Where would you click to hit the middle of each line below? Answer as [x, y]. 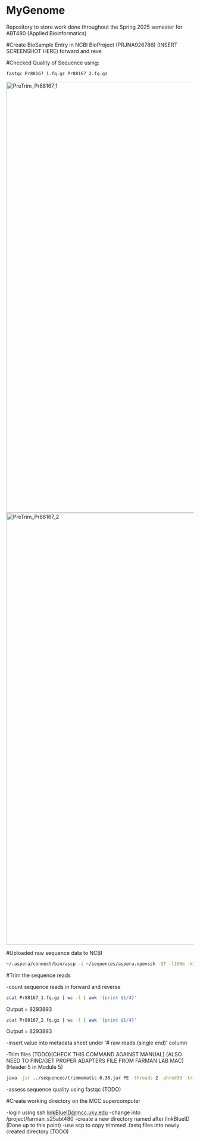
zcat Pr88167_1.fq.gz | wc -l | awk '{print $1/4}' [71, 998]
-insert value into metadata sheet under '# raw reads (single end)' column [97, 1043]
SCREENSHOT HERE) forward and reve [54, 51]
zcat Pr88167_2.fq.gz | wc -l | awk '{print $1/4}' [71, 1020]
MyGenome [36, 10]
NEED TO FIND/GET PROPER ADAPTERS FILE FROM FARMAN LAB [87, 1061]
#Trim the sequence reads [39, 975]
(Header [16, 1067]
